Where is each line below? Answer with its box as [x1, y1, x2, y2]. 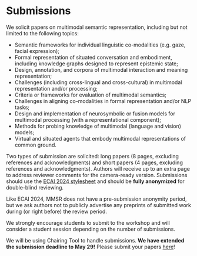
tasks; [14, 104, 29, 111]
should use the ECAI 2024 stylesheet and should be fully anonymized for [6, 178, 185, 185]
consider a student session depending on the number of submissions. [6, 225, 175, 232]
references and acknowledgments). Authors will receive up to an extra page [6, 165, 190, 172]
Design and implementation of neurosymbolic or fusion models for [14, 110, 175, 117]
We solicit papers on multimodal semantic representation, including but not [6, 24, 188, 31]
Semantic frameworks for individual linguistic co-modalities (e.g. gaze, [14, 41, 186, 48]
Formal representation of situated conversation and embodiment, [14, 54, 172, 61]
